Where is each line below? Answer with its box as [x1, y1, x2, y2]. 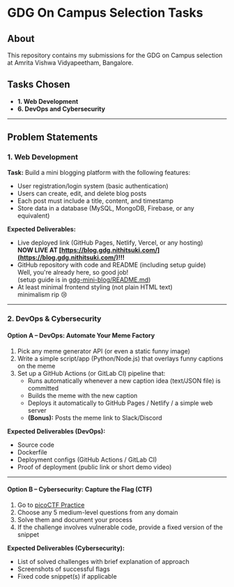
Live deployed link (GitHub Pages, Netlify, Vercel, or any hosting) [17, 238, 203, 247]
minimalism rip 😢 [17, 290, 68, 298]
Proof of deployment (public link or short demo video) [17, 462, 172, 471]
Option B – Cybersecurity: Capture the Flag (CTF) [7, 485, 153, 494]
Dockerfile [17, 448, 47, 456]
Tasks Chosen [7, 79, 71, 91]
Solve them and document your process [17, 515, 133, 524]
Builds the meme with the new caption [27, 391, 138, 399]
